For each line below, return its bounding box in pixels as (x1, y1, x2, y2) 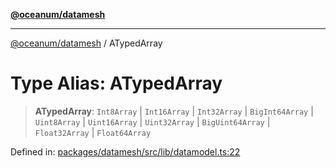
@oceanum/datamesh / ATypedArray (10, 37, 163, 49)
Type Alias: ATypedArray (10, 72, 223, 95)
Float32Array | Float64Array (34, 126, 152, 138)
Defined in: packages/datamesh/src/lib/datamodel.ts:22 (10, 145, 241, 158)
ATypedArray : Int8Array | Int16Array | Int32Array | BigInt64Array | (34, 105, 314, 117)
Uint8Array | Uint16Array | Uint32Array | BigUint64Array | (34, 115, 271, 128)
